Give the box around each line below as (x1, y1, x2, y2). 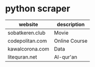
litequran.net (7, 53, 37, 60)
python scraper (5, 3, 71, 14)
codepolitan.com (7, 37, 47, 44)
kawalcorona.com (7, 45, 50, 52)
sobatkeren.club (7, 29, 46, 36)
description (57, 21, 85, 28)
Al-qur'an (54, 53, 78, 60)
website (18, 21, 38, 28)
